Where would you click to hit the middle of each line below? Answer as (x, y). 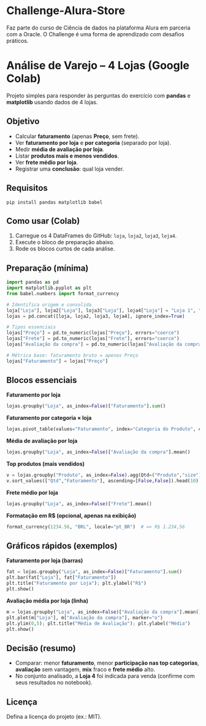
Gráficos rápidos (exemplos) (62, 546)
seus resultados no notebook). (54, 682)
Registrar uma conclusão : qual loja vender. (70, 169)
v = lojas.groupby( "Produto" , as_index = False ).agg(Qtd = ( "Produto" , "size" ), (105, 475)
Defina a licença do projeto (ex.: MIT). (54, 716)
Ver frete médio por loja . (47, 162)
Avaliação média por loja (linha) (48, 600)
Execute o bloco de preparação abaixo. (65, 242)
